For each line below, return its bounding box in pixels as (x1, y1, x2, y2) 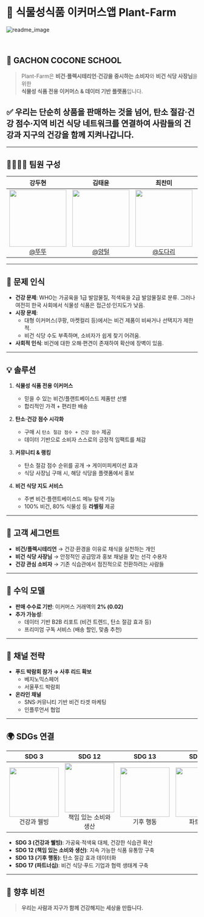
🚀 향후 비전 (6, 887, 46, 897)
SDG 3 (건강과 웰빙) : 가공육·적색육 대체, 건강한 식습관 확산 (15, 839, 153, 847)
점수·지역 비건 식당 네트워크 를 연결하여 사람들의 (15, 118, 182, 129)
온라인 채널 (15, 691, 41, 698)
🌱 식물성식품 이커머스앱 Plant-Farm (6, 5, 177, 19)
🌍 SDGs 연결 (6, 731, 55, 741)
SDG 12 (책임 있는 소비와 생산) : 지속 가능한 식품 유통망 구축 (15, 847, 155, 854)
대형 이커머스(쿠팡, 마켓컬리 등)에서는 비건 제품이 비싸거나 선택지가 (24, 317, 182, 324)
